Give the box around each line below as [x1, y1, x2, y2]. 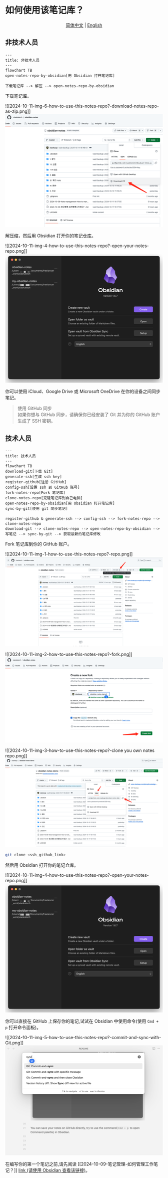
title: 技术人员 [5, 454, 36, 459]
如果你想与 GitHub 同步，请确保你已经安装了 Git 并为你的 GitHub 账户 [17, 412, 160, 418]
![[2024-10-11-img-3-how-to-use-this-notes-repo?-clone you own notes [5, 747, 155, 753]
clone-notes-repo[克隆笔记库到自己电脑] [5, 496, 83, 501]
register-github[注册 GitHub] [5, 480, 66, 485]
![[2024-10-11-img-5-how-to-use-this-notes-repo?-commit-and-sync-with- [5, 1035, 161, 1041]
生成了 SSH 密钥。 [17, 418, 56, 424]
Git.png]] [5, 1040, 24, 1046]
